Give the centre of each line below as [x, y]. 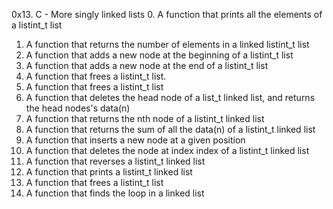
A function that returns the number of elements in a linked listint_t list [167, 44]
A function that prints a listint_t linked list [109, 172]
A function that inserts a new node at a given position [135, 140]
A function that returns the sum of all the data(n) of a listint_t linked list [170, 129]
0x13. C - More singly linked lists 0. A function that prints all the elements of [167, 14]
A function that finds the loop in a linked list [115, 193]
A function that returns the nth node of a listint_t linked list [145, 118]
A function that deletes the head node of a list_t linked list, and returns [170, 97]
